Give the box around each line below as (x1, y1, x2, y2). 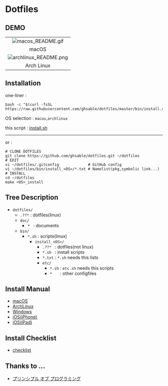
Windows (12, 309, 32, 315)
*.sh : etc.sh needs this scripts (49, 265, 114, 271)
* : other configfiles (49, 270, 96, 276)
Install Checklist (5, 334, 56, 342)
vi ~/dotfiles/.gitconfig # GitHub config (5, 162, 122, 167)
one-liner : (5, 92, 26, 98)
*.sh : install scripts (42, 249, 85, 255)
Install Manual (5, 285, 50, 293)
